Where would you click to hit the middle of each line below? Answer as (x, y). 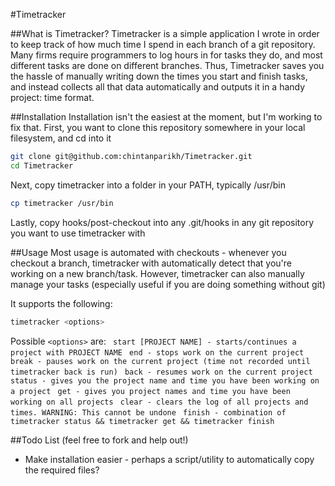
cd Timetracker (42, 165)
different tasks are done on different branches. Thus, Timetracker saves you (167, 65)
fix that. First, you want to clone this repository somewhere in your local (158, 127)
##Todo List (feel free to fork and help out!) (99, 440)
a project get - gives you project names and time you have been (150, 391)
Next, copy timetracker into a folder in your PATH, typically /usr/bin (148, 185)
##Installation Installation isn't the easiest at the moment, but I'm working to (166, 117)
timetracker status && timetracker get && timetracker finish (142, 421)
